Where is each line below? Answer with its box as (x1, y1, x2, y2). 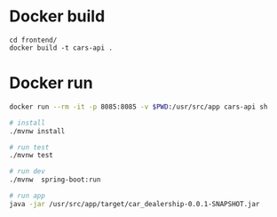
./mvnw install (9, 126, 66, 135)
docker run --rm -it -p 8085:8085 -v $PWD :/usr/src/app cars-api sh (9, 102, 268, 111)
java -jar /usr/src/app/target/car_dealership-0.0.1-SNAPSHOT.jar (9, 199, 260, 208)
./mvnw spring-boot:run (9, 175, 101, 184)
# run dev (9, 167, 46, 176)
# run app (9, 191, 46, 200)
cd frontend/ (9, 36, 58, 44)
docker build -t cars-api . (9, 43, 114, 52)
